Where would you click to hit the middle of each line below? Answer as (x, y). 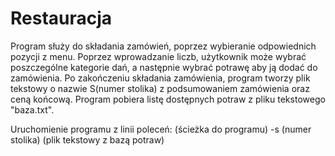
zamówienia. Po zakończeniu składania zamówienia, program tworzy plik (160, 78)
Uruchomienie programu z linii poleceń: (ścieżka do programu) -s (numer (161, 129)
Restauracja (61, 18)
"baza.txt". (32, 109)
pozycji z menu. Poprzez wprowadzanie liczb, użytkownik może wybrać (158, 56)
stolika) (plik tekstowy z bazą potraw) (87, 139)
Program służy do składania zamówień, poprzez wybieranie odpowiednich (163, 46)
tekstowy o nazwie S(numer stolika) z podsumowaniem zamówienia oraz (160, 88)
